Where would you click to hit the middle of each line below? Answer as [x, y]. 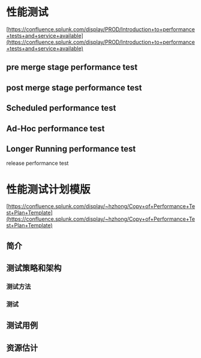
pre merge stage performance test [72, 67]
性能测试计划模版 [49, 189]
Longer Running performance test [71, 148]
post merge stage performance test [74, 88]
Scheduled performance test [61, 108]
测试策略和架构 [34, 268]
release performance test [37, 163]
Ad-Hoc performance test [55, 129]
